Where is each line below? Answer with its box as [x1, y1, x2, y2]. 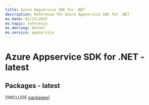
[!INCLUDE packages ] [5, 95, 50, 100]
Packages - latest [5, 81, 60, 90]
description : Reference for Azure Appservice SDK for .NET [5, 12, 130, 17]
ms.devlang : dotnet [5, 26, 46, 31]
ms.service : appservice [5, 30, 54, 35]
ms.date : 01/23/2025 [5, 16, 48, 21]
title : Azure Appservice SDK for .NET [5, 7, 85, 12]
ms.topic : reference [5, 21, 48, 26]
